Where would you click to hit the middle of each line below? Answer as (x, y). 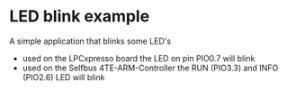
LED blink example (80, 16)
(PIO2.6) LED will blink (63, 77)
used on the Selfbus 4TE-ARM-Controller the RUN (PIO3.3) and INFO (150, 68)
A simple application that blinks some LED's (90, 41)
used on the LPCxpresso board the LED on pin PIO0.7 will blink (139, 58)
